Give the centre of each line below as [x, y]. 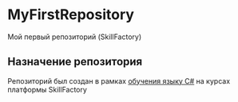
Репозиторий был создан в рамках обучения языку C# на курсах [119, 80]
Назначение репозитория [75, 62]
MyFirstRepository [71, 15]
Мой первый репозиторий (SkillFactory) [74, 37]
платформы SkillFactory [47, 89]
